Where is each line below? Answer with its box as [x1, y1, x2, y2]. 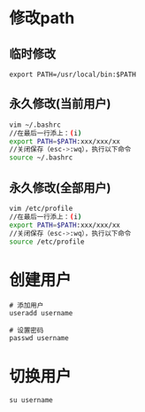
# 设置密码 [9, 326, 44, 335]
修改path [9, 8, 75, 28]
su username [9, 396, 53, 405]
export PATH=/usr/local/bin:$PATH [9, 70, 137, 79]
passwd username [9, 334, 69, 343]
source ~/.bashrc [9, 153, 73, 162]
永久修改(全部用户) [9, 180, 111, 195]
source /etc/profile [9, 237, 86, 246]
